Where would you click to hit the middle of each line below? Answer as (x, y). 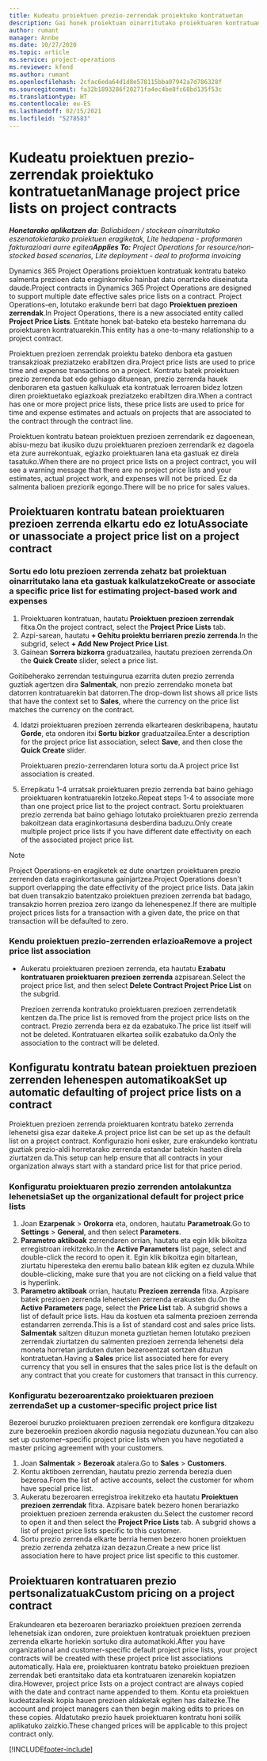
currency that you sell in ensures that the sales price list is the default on (139, 1366)
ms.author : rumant (39, 74)
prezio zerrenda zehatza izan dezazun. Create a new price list (120, 1548)
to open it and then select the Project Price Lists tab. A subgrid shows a (138, 1523)
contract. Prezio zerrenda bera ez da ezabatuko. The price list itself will (136, 1026)
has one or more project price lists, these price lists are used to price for (127, 404)
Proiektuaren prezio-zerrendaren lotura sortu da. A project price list (130, 765)
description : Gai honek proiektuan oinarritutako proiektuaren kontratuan (135, 23)
